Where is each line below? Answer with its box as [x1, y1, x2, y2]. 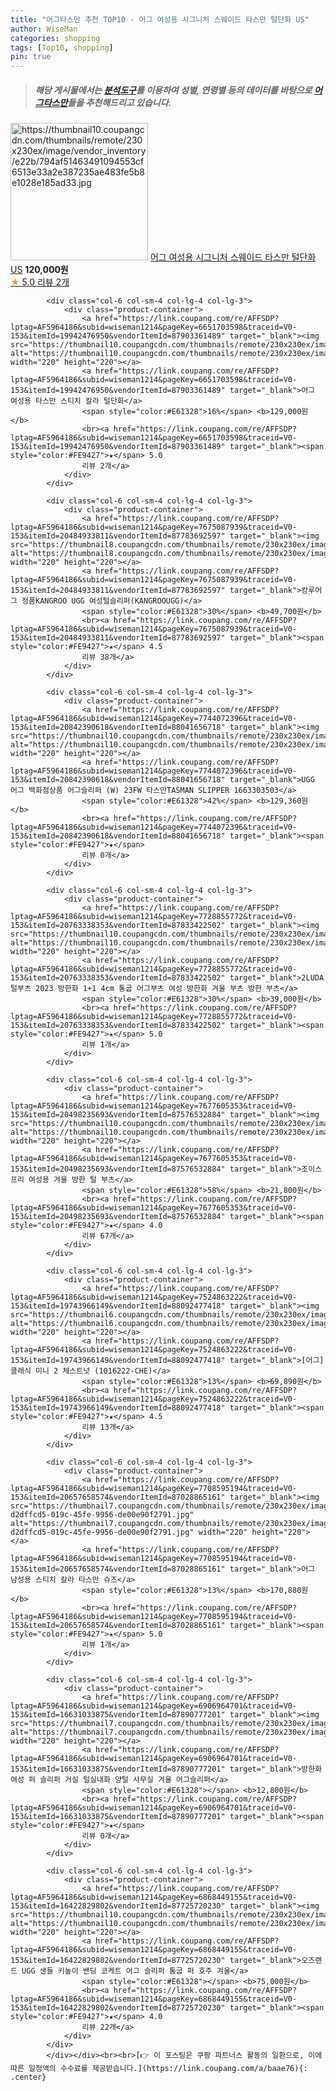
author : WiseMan [10, 24, 78, 34]
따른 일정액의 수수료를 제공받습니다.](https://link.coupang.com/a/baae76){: [10, 2064, 308, 2074]
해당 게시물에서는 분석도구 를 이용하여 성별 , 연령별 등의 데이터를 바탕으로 [34, 84, 313, 96]
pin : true [10, 52, 52, 62]
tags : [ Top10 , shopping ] [10, 42, 114, 53]
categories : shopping [10, 33, 101, 43]
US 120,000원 [10, 264, 69, 276]
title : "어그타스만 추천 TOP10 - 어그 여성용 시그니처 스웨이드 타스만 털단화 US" [10, 14, 310, 25]
